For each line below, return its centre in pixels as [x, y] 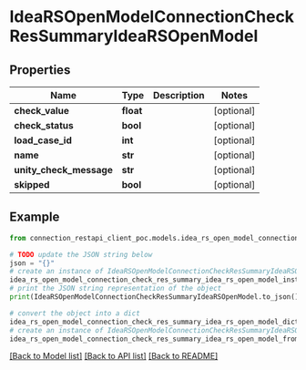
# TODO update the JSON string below [81, 254]
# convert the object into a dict [75, 313]
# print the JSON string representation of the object [116, 289]
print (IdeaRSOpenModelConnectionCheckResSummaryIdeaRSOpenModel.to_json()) [156, 297]
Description [179, 95]
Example [35, 217]
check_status [44, 125]
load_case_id [43, 140]
